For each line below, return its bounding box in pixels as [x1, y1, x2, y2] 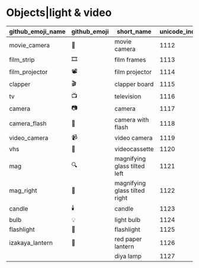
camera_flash [9, 119, 47, 127]
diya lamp [114, 252, 142, 260]
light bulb [114, 215, 141, 224]
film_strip [9, 56, 35, 64]
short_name [117, 27, 152, 36]
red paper [114, 235, 142, 243]
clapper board [114, 80, 154, 88]
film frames [114, 56, 146, 64]
